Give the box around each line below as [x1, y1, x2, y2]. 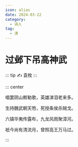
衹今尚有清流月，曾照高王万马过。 [5, 126, 76, 132]
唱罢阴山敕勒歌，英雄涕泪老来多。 [5, 94, 76, 100]
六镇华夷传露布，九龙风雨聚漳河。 [5, 116, 76, 122]
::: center [5, 84, 24, 90]
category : [5, 17, 26, 22]
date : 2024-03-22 [5, 12, 42, 17]
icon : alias [5, 7, 30, 13]
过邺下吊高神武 [5, 54, 67, 66]
